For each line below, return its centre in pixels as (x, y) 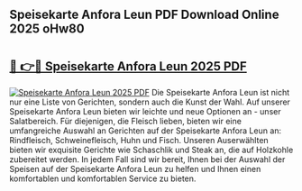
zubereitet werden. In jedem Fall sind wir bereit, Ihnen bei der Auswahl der (147, 159)
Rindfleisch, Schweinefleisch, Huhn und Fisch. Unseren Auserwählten (139, 140)
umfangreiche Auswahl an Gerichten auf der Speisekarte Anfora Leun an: (146, 131)
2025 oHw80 (47, 29)
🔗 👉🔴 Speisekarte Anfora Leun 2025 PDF (128, 66)
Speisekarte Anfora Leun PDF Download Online (144, 15)
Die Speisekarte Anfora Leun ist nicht (221, 92)
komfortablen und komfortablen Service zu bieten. (103, 178)
